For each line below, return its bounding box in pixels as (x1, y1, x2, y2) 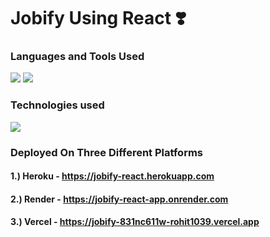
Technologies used (10, 98, 105, 112)
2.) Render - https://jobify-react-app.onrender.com (10, 193, 229, 205)
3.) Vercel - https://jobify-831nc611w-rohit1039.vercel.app (10, 216, 260, 228)
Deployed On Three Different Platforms (10, 145, 204, 159)
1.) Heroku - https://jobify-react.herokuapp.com (10, 170, 215, 182)
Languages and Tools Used (10, 50, 145, 64)
